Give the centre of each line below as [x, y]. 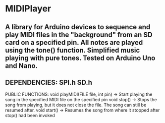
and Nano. [22, 66]
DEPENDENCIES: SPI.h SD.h [49, 82]
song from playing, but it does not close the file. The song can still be [76, 105]
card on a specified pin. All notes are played [74, 42]
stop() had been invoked [30, 116]
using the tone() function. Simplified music [73, 50]
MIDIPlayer [28, 9]
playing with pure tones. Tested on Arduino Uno [80, 58]
